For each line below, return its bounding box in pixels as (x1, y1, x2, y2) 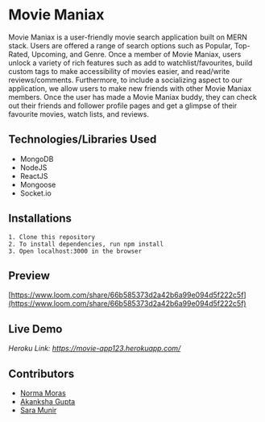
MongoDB (19, 154, 54, 163)
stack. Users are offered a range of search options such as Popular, (8, 40, 233, 50)
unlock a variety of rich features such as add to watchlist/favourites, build (8, 58, 253, 68)
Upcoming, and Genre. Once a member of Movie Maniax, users (31, 49, 242, 59)
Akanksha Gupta (19, 397, 76, 406)
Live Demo (8, 322, 63, 336)
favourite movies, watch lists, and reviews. (8, 109, 149, 118)
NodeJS (19, 163, 48, 172)
